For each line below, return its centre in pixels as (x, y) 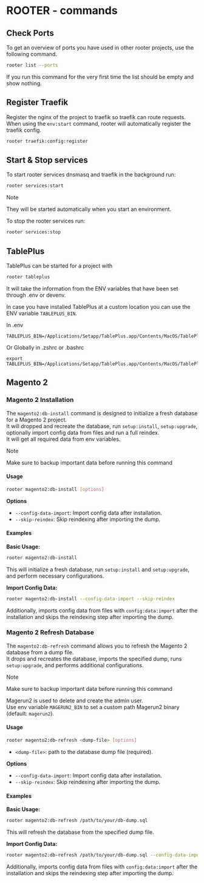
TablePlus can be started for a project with (59, 266)
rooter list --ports (32, 65)
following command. (32, 54)
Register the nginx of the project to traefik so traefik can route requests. (96, 117)
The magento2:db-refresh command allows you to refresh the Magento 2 (97, 646)
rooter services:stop (34, 232)
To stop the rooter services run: (46, 221)
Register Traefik (37, 102)
